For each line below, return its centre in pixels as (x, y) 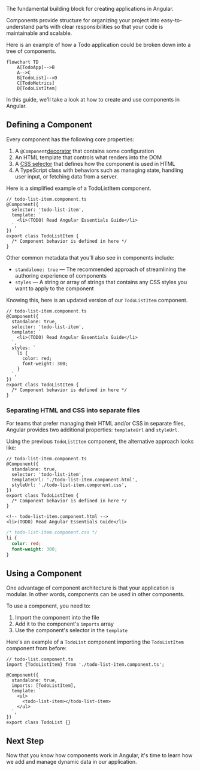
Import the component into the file (57, 618)
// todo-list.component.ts (40, 660)
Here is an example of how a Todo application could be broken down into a (99, 45)
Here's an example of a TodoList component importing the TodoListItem (95, 642)
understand (20, 27)
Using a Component (44, 573)
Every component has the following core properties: (70, 139)
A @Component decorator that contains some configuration (84, 151)
